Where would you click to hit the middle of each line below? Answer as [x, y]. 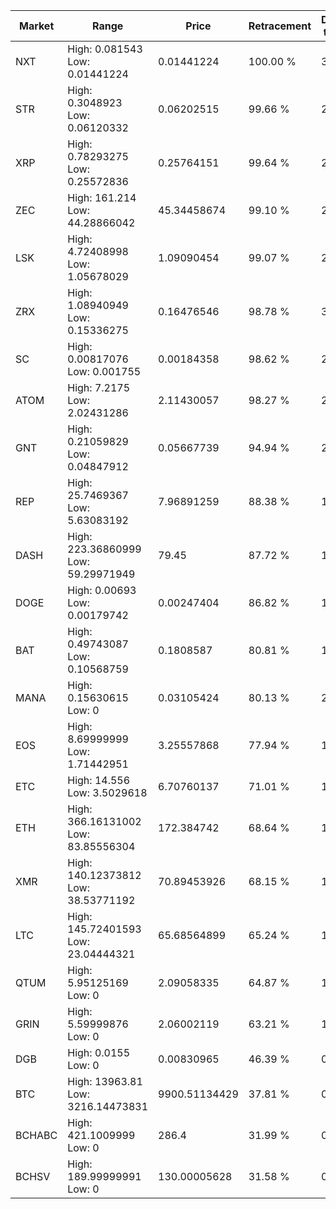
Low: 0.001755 [104, 371]
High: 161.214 [102, 197]
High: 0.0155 [99, 1052]
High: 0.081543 [105, 49]
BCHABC [36, 1135]
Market [36, 26]
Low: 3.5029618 [107, 792]
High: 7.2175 [99, 387]
